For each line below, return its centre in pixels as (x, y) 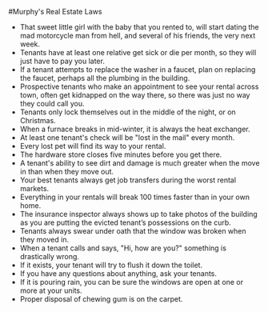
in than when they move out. (67, 172)
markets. (34, 188)
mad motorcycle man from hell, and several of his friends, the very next (138, 36)
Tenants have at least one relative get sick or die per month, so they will (138, 52)
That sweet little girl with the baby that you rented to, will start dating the (139, 27)
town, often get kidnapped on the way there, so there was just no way (135, 95)
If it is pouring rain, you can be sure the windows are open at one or (132, 282)
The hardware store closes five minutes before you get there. (121, 154)
